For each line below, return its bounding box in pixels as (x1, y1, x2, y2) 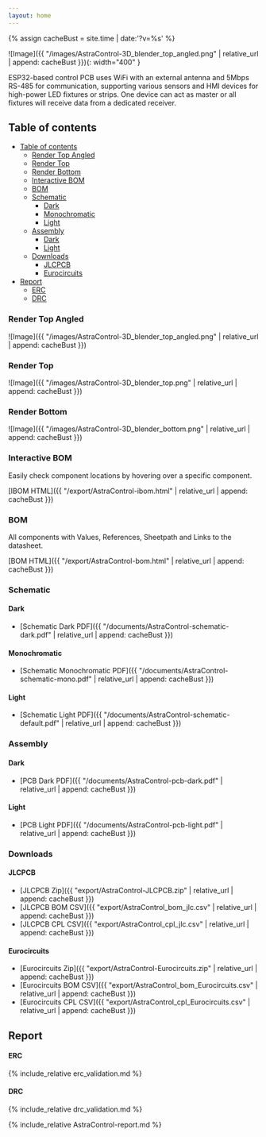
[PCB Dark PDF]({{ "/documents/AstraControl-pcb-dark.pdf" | (19, 776, 223, 785)
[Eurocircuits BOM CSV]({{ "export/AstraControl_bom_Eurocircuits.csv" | (19, 981, 258, 990)
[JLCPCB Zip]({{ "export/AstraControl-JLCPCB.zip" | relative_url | (19, 885, 233, 895)
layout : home (8, 11, 52, 20)
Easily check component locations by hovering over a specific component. (8, 470, 253, 480)
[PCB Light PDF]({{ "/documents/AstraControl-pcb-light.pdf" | (19, 819, 224, 830)
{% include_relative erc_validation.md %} (8, 1069, 143, 1078)
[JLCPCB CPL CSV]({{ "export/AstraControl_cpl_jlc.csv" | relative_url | (19, 919, 249, 929)
